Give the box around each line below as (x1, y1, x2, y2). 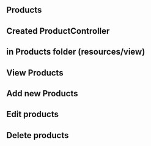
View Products (6, 67, 64, 78)
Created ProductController (6, 26, 110, 36)
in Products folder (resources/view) (6, 47, 145, 57)
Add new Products (6, 88, 78, 99)
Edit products (6, 109, 59, 120)
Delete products (6, 130, 69, 140)
